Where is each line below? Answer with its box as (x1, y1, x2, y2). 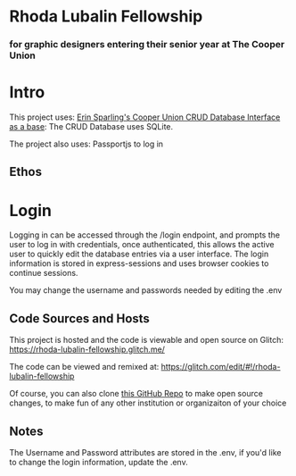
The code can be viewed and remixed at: (9, 362, 160, 372)
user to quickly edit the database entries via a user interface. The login (9, 248, 269, 260)
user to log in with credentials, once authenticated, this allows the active (9, 239, 275, 250)
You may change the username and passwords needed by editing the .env (9, 285, 283, 296)
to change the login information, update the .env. (9, 457, 189, 467)
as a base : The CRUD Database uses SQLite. (9, 121, 174, 132)
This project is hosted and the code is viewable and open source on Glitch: (9, 335, 284, 346)
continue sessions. (9, 268, 78, 279)
